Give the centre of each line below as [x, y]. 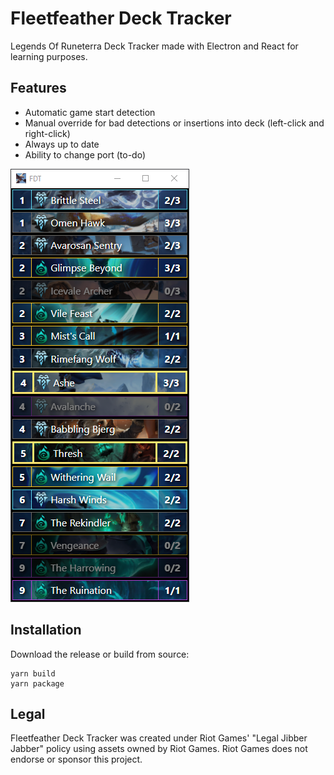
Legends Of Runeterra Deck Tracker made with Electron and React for [154, 46]
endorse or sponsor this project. [76, 759]
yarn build [33, 673]
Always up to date [62, 144]
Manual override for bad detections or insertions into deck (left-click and [174, 123]
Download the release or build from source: [100, 654]
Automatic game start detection [90, 112]
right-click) [47, 133]
